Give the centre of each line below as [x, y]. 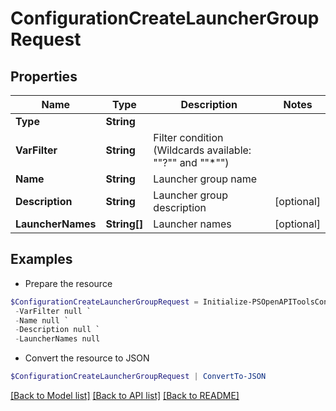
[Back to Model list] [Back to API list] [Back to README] [125, 396]
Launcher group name [205, 179]
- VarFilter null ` [53, 311]
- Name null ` [42, 320]
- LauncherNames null [57, 339]
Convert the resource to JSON [87, 358]
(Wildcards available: [202, 150]
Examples [41, 259]
